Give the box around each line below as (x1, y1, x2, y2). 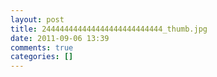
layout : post (10, 14, 65, 25)
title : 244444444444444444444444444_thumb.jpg (10, 24, 208, 34)
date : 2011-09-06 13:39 (10, 33, 110, 43)
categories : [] (10, 52, 74, 62)
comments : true (10, 42, 74, 53)
